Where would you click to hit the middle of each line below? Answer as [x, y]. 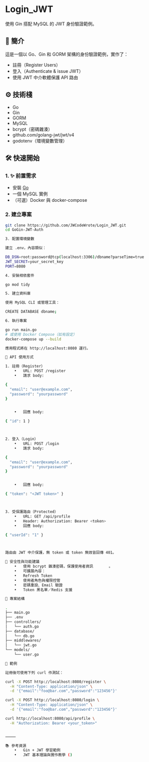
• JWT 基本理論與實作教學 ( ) [43, 755]
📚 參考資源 [16, 746]
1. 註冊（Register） [25, 366]
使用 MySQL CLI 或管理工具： [32, 303]
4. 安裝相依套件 [20, 275]
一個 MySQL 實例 [30, 194]
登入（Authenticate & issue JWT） [48, 71]
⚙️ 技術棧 [19, 95]
